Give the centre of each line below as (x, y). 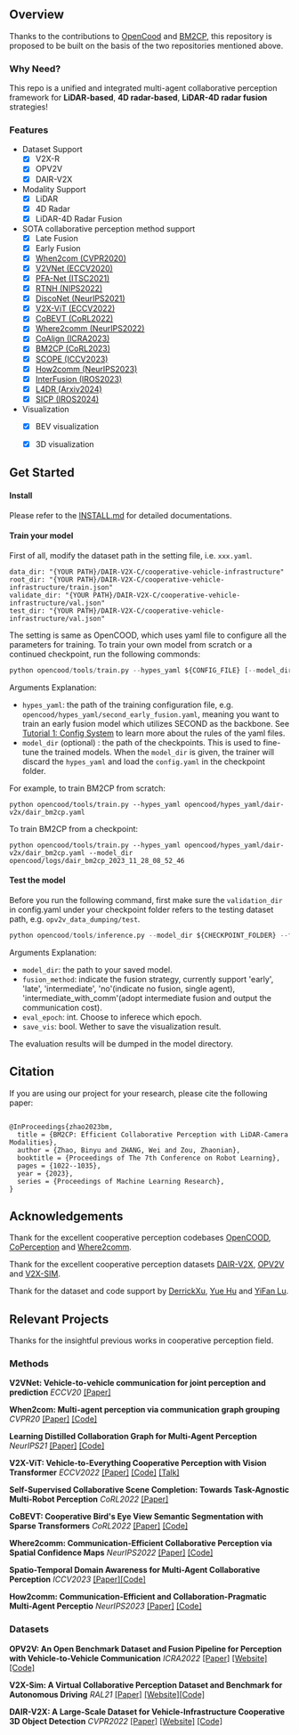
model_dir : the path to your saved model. (97, 969)
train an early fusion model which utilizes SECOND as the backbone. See (156, 723)
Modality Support (54, 189)
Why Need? (35, 69)
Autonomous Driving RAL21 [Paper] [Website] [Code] (107, 1694)
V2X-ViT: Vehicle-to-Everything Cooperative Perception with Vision (138, 1463)
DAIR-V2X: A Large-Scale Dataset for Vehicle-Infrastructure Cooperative (147, 1711)
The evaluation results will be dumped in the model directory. (121, 1043)
